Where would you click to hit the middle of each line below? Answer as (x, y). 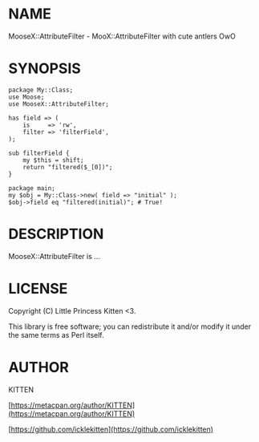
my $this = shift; (53, 160)
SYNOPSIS (45, 69)
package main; (32, 188)
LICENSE (38, 289)
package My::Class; (41, 90)
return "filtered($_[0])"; (68, 167)
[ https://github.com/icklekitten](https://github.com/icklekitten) (111, 429)
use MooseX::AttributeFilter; (59, 104)
